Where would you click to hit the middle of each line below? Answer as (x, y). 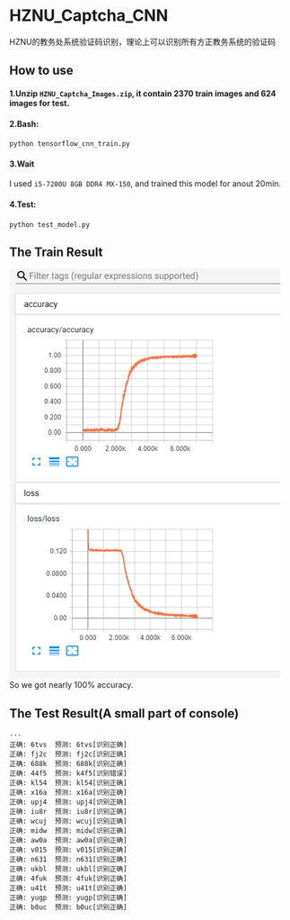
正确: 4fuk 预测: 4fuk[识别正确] (68, 879)
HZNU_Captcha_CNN (89, 16)
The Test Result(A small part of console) (124, 713)
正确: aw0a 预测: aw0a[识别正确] (68, 841)
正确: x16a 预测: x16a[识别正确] (68, 793)
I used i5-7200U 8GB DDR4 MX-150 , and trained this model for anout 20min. (145, 184)
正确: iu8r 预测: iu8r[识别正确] (68, 812)
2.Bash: (24, 123)
